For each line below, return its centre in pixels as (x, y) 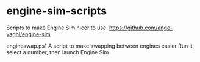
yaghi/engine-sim (28, 34)
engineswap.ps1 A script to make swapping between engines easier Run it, (100, 46)
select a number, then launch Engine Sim (58, 52)
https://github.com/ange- (141, 28)
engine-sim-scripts (57, 11)
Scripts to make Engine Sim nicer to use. (57, 28)
